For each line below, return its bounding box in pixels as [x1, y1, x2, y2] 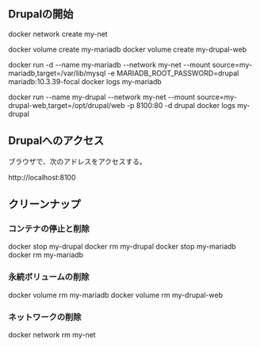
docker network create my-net [8, 29, 109, 38]
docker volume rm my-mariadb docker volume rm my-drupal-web [8, 290, 224, 299]
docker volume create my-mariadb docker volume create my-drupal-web [8, 44, 247, 54]
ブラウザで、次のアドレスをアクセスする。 [8, 156, 147, 166]
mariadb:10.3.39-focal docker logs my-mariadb [8, 76, 162, 86]
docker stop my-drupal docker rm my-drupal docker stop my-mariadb [8, 241, 236, 252]
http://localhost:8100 [8, 172, 77, 182]
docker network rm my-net [8, 330, 97, 339]
